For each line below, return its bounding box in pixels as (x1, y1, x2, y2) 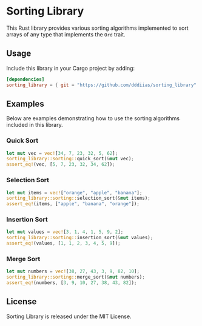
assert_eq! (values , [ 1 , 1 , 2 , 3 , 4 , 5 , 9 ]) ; (6, 240, 121, 246)
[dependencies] (6, 76, 45, 83)
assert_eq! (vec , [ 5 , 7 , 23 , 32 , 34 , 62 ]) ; (6, 161, 115, 168)
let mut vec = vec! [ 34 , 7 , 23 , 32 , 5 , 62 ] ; (6, 150, 118, 156)
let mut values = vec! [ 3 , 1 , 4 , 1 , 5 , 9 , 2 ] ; (6, 229, 124, 235)
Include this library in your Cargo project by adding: (6, 64, 135, 72)
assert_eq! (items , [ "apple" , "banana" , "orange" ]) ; (6, 201, 140, 207)
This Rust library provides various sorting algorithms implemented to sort (6, 24, 189, 32)
